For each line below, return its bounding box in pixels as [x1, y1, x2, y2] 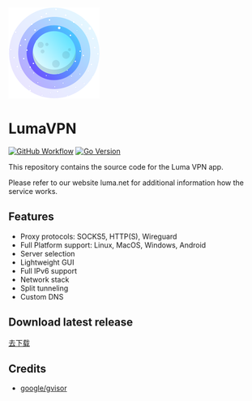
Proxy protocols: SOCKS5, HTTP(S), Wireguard [19, 231, 177, 241]
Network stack [19, 274, 70, 284]
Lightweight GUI [19, 257, 75, 267]
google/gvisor [19, 383, 67, 393]
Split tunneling [19, 283, 69, 293]
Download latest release [8, 316, 134, 330]
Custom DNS [19, 291, 64, 301]
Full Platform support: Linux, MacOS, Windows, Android [19, 239, 207, 250]
